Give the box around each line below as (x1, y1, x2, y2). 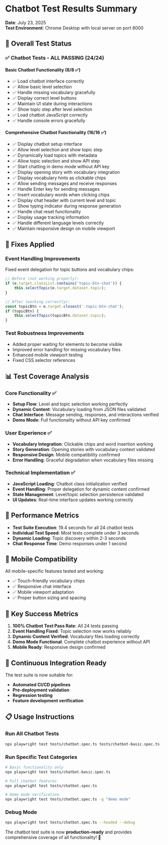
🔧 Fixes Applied (5, 240, 55, 249)
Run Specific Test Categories (5, 753, 77, 760)
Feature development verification (12, 698, 84, 704)
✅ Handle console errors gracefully (12, 118, 85, 124)
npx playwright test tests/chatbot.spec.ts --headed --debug (5, 820, 135, 825)
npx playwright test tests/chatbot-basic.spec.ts (5, 769, 111, 774)
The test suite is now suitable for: (5, 672, 74, 678)
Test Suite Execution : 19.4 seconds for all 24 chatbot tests (12, 524, 134, 531)
